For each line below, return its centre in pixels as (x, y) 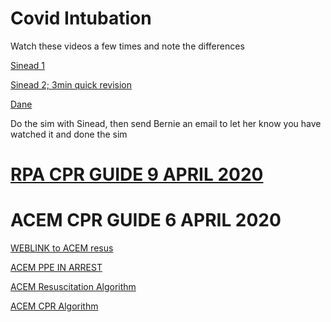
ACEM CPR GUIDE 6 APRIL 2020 (146, 220)
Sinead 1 (28, 65)
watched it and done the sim (69, 134)
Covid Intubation (81, 18)
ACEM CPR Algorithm (54, 306)
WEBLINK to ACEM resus (62, 248)
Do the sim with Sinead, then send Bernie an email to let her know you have (166, 123)
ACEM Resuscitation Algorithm (73, 287)
